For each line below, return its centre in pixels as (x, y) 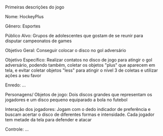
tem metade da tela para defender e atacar (48, 120)
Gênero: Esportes (23, 26)
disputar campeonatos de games (39, 41)
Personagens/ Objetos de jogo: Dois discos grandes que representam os (79, 95)
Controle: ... (17, 129)
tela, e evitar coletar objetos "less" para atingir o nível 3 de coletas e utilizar (81, 70)
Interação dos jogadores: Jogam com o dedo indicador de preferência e (78, 109)
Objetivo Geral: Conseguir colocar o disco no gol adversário (66, 50)
